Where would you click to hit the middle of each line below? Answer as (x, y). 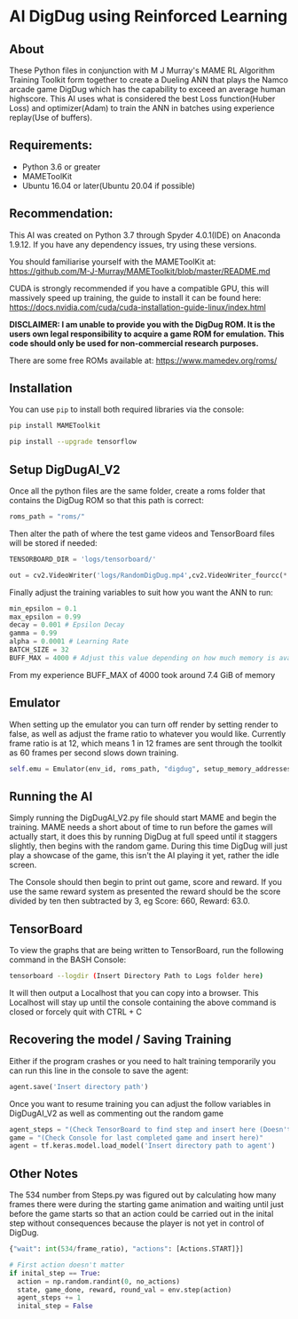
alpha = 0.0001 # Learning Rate (69, 642)
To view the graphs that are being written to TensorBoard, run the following (146, 951)
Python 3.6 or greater (61, 167)
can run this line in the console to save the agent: (99, 1070)
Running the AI (51, 796)
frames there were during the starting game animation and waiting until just (146, 1204)
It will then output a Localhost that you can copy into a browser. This (134, 992)
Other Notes (43, 1173)
